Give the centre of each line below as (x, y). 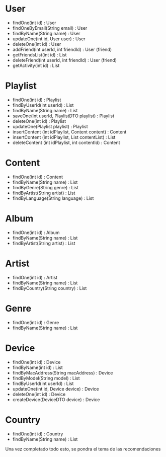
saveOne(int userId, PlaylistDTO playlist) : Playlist (63, 116)
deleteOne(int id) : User (37, 44)
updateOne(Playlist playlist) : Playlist (50, 126)
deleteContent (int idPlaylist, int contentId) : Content (66, 142)
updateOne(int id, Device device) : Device (56, 389)
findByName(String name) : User (46, 33)
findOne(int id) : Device (37, 362)
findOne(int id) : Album (36, 233)
